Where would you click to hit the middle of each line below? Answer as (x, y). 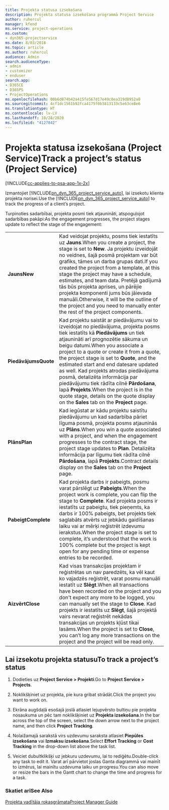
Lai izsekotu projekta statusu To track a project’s (82, 659)
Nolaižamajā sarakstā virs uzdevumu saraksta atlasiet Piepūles (78, 736)
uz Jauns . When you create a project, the (107, 242)
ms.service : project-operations (39, 29)
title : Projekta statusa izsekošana (44, 10)
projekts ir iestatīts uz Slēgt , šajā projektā (108, 610)
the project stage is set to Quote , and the (107, 358)
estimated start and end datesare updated (109, 364)
